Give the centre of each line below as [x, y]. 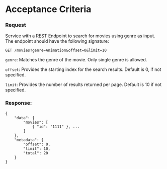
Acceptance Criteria [48, 9]
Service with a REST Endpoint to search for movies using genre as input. [80, 36]
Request [16, 25]
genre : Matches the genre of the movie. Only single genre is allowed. [76, 60]
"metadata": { [29, 140]
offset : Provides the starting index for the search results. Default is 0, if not [83, 69]
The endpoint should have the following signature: [57, 41]
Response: [19, 103]
